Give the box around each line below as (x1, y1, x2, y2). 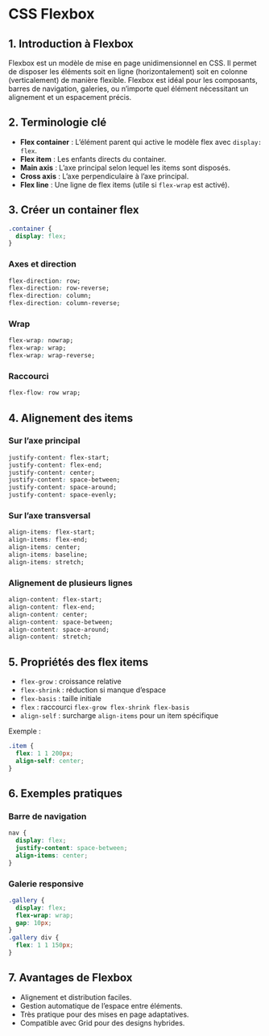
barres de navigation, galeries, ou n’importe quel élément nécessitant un (8, 84, 249, 93)
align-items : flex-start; (8, 528, 95, 536)
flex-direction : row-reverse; (8, 284, 110, 292)
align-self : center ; (15, 757, 85, 765)
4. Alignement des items (8, 411, 134, 425)
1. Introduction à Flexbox (8, 37, 134, 51)
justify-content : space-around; (8, 484, 117, 492)
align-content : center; (8, 610, 89, 618)
